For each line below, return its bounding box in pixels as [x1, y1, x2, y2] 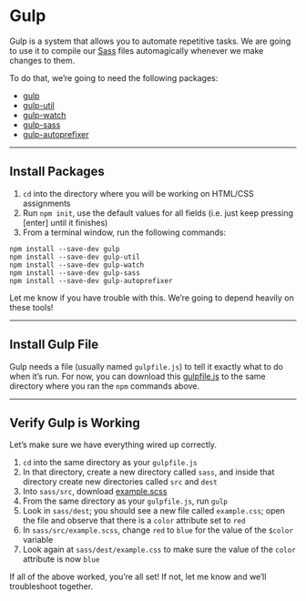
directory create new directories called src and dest [22, 476, 218, 487]
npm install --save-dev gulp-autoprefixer [9, 276, 173, 285]
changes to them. [9, 55, 76, 66]
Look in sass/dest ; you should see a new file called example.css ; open [22, 505, 285, 516]
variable [22, 535, 54, 545]
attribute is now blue [22, 554, 100, 565]
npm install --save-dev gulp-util [9, 252, 141, 261]
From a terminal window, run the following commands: [22, 227, 227, 238]
